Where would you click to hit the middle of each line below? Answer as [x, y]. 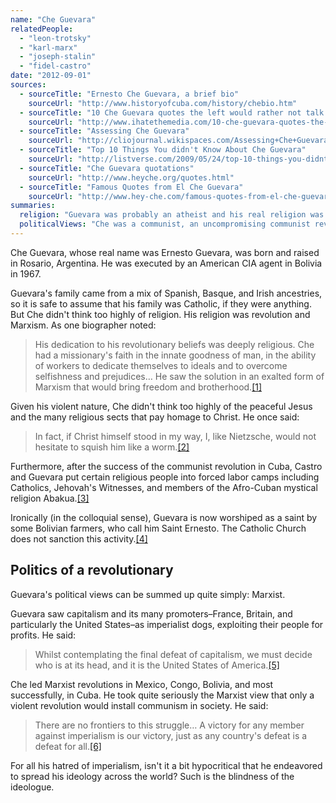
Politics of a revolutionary [92, 570]
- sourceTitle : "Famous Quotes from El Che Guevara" [131, 187]
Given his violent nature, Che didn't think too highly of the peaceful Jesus [161, 406]
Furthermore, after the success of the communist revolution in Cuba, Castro [166, 466]
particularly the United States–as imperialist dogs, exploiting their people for [167, 624]
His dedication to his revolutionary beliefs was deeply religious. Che [174, 344]
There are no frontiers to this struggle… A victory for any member [169, 725]
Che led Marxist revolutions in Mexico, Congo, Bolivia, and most [142, 684]
